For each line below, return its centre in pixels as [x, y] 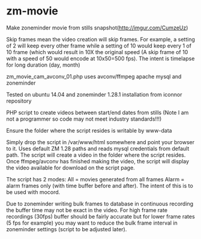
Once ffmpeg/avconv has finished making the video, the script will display [98, 161]
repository [19, 101]
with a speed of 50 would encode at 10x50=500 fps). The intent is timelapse [100, 58]
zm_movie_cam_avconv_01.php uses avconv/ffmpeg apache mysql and [94, 76]
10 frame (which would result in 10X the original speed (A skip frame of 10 [97, 52]
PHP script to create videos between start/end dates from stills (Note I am [97, 112]
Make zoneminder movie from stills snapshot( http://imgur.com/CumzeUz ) [97, 28]
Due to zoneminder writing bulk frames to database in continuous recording [100, 204]
